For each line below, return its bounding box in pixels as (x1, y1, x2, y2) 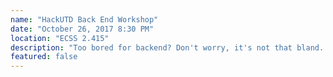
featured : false (10, 52, 78, 62)
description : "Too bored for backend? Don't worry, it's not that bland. (10, 42, 325, 53)
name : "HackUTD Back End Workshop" (10, 14, 159, 25)
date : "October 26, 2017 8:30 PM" (10, 24, 155, 34)
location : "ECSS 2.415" (10, 33, 110, 43)
